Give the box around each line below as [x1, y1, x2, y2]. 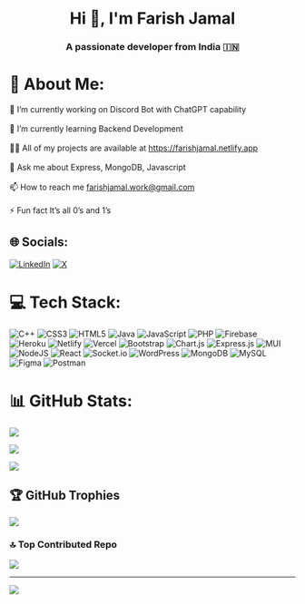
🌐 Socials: [9, 235, 69, 250]
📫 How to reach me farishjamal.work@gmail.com [9, 181, 195, 193]
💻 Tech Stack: [9, 292, 122, 313]
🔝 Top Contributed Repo [9, 539, 118, 551]
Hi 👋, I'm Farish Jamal [69, 8, 236, 29]
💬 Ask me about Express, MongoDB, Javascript [9, 162, 186, 173]
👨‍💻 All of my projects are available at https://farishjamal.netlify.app [9, 142, 259, 153]
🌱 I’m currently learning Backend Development [9, 123, 183, 134]
